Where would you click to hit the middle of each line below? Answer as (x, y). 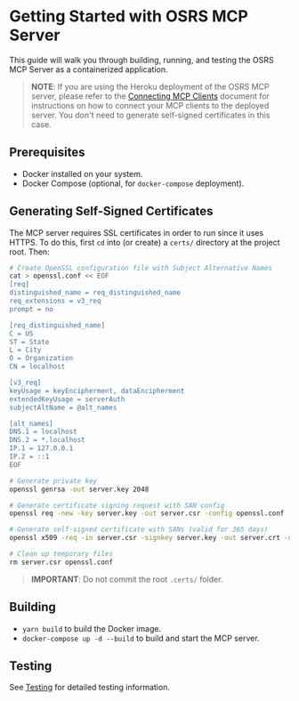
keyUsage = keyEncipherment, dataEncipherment (97, 391)
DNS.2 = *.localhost (48, 440)
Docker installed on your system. (82, 173)
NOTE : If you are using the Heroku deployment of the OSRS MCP (150, 86)
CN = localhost (37, 367)
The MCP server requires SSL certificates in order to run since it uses (137, 232)
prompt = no (31, 309)
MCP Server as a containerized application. (89, 69)
